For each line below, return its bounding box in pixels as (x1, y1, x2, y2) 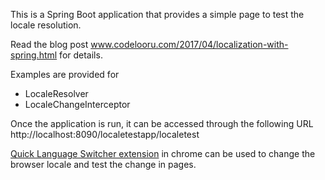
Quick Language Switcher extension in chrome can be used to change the (10, 148, 316, 159)
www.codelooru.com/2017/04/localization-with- (90, 39, 289, 50)
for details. (59, 49, 103, 61)
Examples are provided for (10, 69, 120, 80)
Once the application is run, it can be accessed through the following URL (10, 118, 314, 129)
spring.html (10, 49, 58, 61)
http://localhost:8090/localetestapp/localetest (10, 129, 200, 140)
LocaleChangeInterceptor (24, 99, 131, 110)
